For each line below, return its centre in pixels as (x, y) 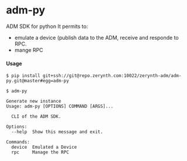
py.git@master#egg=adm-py (37, 81)
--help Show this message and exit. (57, 132)
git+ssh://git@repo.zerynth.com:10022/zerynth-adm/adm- (112, 76)
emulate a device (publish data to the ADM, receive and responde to (97, 37)
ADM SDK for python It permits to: (47, 26)
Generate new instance (34, 101)
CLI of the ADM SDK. (36, 117)
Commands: (18, 142)
